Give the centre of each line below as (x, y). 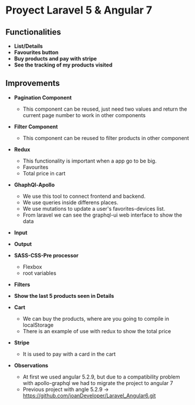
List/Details (28, 46)
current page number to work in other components (84, 115)
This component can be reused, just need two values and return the (105, 109)
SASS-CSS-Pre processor (46, 255)
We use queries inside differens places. (70, 202)
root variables (39, 273)
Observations (31, 365)
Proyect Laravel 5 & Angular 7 (79, 10)
